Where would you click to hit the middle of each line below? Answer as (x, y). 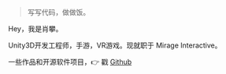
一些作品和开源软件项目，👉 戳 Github (70, 62)
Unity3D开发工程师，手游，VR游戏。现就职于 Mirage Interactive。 (115, 45)
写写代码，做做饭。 (59, 12)
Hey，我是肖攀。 (35, 29)
